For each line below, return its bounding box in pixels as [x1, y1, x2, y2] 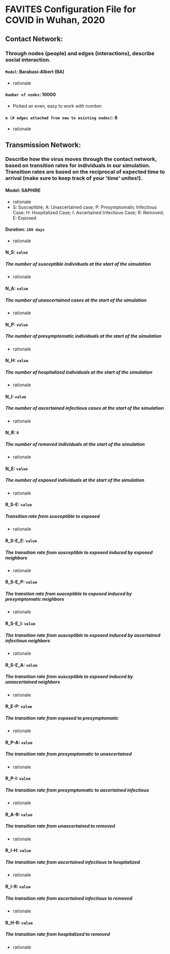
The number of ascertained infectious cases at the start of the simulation [5, 405, 164, 411]
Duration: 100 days [5, 226, 45, 233]
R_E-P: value [5, 703, 32, 709]
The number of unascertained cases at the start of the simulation [5, 297, 147, 303]
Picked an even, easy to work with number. [12, 103, 103, 109]
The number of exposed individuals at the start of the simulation [5, 477, 145, 483]
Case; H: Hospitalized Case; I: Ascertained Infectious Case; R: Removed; [12, 209, 164, 215]
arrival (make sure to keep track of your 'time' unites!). [5, 175, 143, 182]
